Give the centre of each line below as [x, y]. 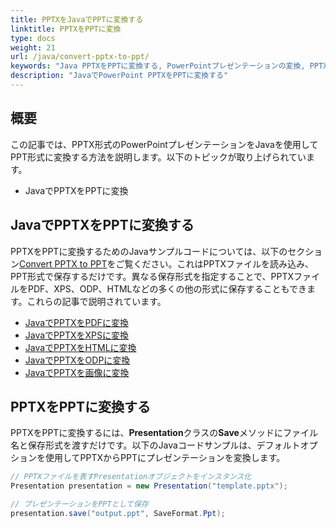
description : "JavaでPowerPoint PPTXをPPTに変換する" [119, 76]
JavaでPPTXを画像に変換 [77, 372]
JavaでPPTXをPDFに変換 [76, 322]
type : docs [33, 38]
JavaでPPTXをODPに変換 [77, 360]
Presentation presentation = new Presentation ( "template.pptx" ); [149, 486]
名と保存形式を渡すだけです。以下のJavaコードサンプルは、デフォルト [155, 445]
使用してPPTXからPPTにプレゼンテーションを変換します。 [165, 458]
